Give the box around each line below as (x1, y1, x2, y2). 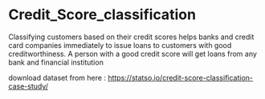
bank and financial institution (8, 57, 104, 67)
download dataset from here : (8, 73, 107, 82)
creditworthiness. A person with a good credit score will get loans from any (8, 49, 257, 58)
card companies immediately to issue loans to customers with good (8, 40, 232, 49)
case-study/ (8, 81, 48, 91)
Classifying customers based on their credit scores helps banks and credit (8, 32, 255, 42)
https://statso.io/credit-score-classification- (108, 73, 254, 82)
